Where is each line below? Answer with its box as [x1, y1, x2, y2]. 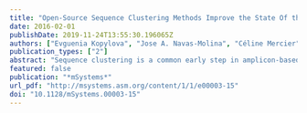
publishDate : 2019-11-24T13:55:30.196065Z [9, 30, 174, 39]
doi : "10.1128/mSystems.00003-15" [9, 89, 142, 98]
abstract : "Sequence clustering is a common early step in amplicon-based [9, 56, 301, 65]
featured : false [9, 65, 71, 74]
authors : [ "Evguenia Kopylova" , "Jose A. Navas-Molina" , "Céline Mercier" [9, 38, 301, 48]
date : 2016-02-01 [9, 22, 76, 31]
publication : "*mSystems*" [9, 73, 112, 82]
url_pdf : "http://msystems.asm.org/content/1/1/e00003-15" [9, 81, 239, 90]
